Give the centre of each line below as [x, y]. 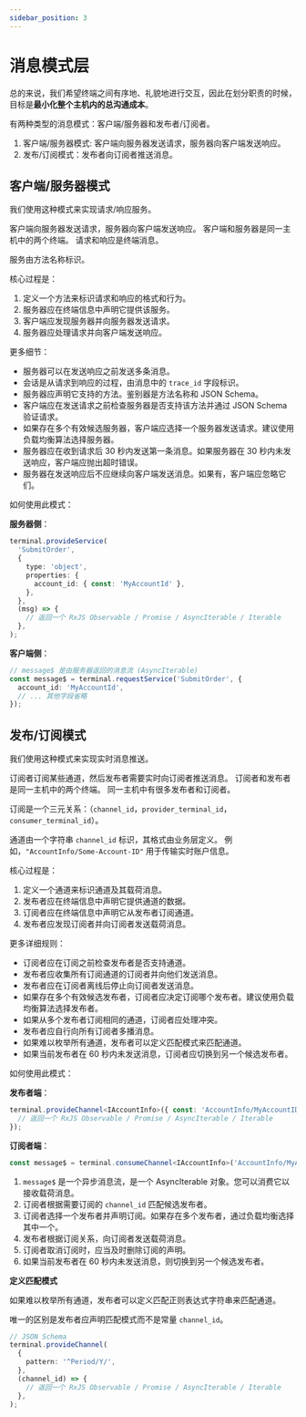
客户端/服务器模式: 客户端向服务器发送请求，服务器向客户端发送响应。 [154, 143]
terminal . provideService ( [58, 542]
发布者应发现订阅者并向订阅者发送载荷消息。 [107, 924]
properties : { [52, 575]
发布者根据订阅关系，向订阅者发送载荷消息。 [107, 1238]
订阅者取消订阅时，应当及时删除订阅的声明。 [107, 1249]
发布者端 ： [30, 1093]
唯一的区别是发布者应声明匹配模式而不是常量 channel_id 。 [119, 1319]
